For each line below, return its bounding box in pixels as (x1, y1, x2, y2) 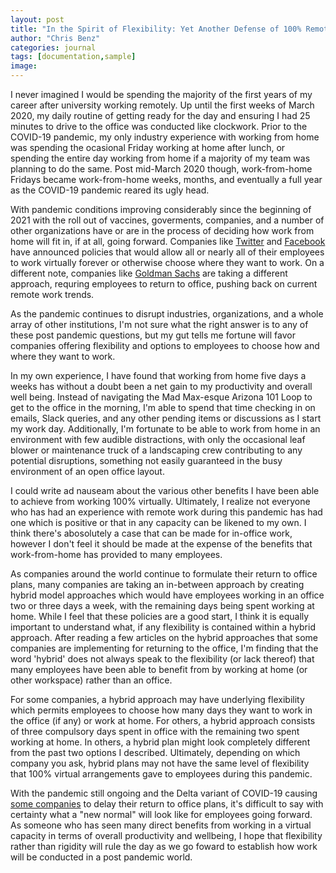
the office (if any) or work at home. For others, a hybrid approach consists (10, 715, 316, 726)
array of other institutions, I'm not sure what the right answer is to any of (10, 319, 309, 330)
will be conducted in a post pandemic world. (10, 851, 193, 863)
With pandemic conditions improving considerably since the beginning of (10, 204, 312, 215)
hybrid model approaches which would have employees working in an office (10, 589, 325, 601)
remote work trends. (10, 289, 95, 300)
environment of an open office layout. (10, 466, 165, 477)
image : (10, 61, 38, 71)
